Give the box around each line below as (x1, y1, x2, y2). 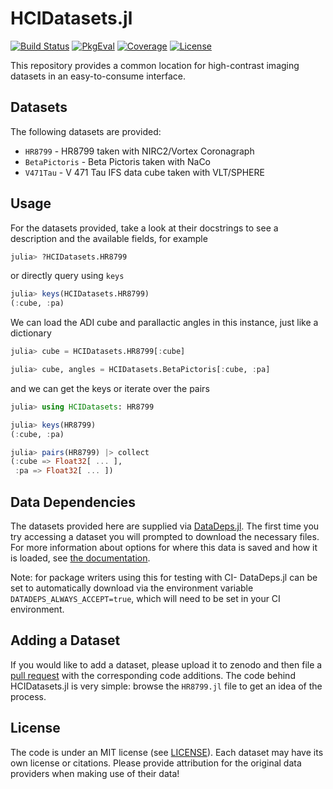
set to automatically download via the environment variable (10, 582, 254, 594)
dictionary (10, 327, 52, 339)
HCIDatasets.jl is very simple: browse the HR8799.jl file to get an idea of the (10, 680, 323, 692)
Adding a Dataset (10, 632, 121, 649)
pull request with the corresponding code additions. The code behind (10, 669, 296, 681)
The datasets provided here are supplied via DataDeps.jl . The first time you (10, 520, 320, 532)
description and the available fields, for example (10, 232, 208, 244)
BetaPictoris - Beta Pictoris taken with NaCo (24, 155, 212, 167)
